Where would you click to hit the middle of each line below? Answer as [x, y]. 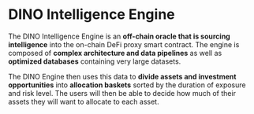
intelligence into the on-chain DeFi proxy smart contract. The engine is [124, 44]
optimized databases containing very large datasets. [95, 61]
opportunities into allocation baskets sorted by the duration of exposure [127, 85]
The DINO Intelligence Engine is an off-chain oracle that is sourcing [119, 36]
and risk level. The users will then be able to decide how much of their [122, 93]
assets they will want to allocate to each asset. [84, 101]
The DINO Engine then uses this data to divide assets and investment [122, 76]
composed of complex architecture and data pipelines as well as [115, 53]
